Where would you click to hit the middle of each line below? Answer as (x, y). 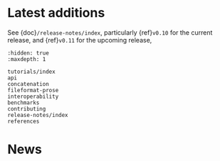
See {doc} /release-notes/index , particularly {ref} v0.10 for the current (110, 32)
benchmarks (23, 102)
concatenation (28, 84)
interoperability (33, 96)
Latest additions (56, 13)
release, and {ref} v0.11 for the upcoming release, (80, 40)
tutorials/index (31, 72)
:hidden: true (28, 53)
